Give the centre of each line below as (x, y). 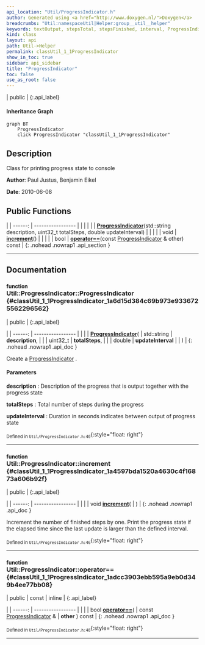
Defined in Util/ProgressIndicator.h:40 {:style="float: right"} (75, 435)
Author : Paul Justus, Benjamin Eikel (51, 180)
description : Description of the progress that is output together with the (98, 386)
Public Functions (39, 211)
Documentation (37, 270)
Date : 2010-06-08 (29, 192)
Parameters (21, 372)
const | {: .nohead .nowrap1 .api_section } (58, 245)
